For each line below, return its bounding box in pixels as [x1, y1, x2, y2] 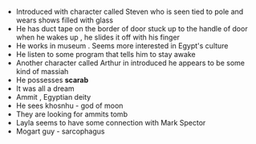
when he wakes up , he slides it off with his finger [15, 32, 181, 42]
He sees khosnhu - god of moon [15, 101, 124, 110]
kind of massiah [15, 67, 69, 76]
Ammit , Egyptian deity [15, 93, 91, 101]
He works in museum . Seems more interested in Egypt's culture [15, 41, 229, 51]
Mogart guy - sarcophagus [15, 126, 105, 136]
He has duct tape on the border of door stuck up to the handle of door [15, 24, 248, 33]
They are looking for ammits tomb [15, 109, 128, 119]
